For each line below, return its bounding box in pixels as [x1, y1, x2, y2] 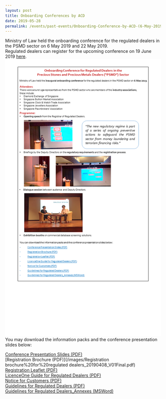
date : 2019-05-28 [5, 18, 41, 23]
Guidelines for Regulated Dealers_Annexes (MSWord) [5, 388, 114, 394]
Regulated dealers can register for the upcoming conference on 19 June [5, 48, 152, 54]
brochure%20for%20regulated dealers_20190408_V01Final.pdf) [5, 362, 136, 368]
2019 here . [5, 53, 27, 59]
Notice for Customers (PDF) [5, 378, 62, 384]
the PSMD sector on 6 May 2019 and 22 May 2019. [5, 43, 109, 49]
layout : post [5, 8, 32, 13]
